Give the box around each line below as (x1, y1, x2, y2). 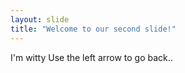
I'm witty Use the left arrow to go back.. (10, 51, 173, 63)
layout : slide (10, 14, 70, 25)
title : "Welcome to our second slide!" (10, 24, 177, 34)
